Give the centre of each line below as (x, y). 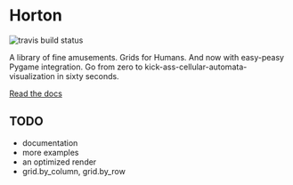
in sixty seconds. (88, 76)
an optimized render (59, 162)
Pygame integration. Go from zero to (76, 67)
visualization (32, 76)
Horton (36, 16)
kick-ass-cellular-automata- (196, 67)
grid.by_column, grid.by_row (74, 171)
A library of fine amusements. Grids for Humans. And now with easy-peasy (147, 57)
